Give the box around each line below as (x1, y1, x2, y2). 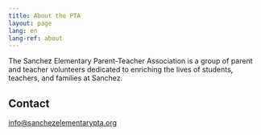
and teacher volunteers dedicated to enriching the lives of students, (8, 65, 234, 75)
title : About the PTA (8, 11, 81, 20)
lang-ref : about (8, 34, 63, 43)
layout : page (8, 19, 52, 27)
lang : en (8, 27, 38, 35)
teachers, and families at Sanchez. (8, 73, 123, 83)
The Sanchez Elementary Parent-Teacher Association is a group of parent (8, 56, 253, 66)
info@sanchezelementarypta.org (8, 118, 118, 128)
